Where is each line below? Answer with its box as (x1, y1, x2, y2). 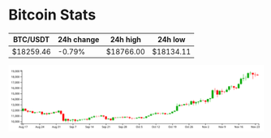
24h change (58, 35, 100, 45)
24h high (110, 35, 142, 45)
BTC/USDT (13, 35, 50, 45)
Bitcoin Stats (8, 6, 97, 24)
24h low (157, 35, 186, 45)
